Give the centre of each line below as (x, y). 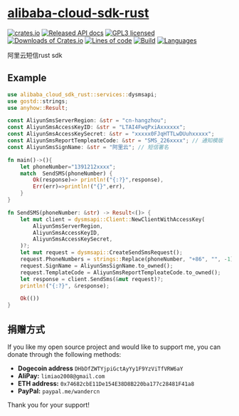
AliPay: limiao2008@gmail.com (61, 375)
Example (27, 78)
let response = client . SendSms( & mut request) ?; (92, 279)
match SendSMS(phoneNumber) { (67, 173)
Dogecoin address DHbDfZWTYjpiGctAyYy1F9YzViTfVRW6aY (100, 368)
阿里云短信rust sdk (35, 55)
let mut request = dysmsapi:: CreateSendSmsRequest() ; (101, 253)
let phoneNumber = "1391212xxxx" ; (68, 167)
